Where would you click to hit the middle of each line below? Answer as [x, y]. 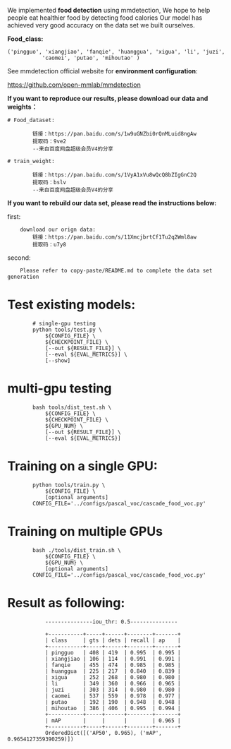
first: [14, 217]
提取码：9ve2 [50, 141]
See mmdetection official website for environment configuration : [102, 71]
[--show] [58, 360]
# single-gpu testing [64, 323]
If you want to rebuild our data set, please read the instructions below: [112, 203]
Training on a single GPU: [83, 466]
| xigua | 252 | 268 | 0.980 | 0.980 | [113, 677]
